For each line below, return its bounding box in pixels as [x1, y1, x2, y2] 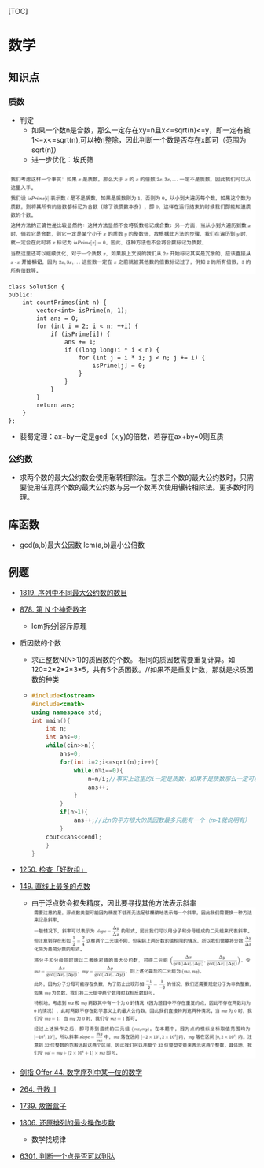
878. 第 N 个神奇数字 [19, 604, 86, 614]
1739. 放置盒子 [19, 1101, 67, 1110]
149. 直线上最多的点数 [19, 882, 90, 891]
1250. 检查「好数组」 [19, 865, 88, 874]
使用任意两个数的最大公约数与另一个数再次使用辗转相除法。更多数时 [26, 482, 247, 492]
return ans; [36, 401, 76, 409]
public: [8, 291, 34, 299]
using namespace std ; [31, 709, 102, 716]
